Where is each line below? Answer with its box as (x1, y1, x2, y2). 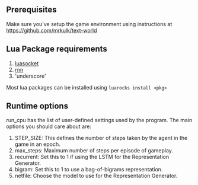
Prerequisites (6, 5, 57, 15)
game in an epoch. (14, 141, 60, 148)
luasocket (14, 59, 39, 67)
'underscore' (14, 72, 46, 79)
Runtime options (6, 101, 69, 111)
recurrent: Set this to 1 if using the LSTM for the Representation (14, 154, 170, 161)
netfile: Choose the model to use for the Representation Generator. (14, 172, 178, 180)
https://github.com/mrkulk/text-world (6, 27, 97, 34)
